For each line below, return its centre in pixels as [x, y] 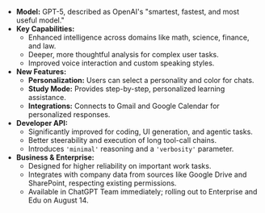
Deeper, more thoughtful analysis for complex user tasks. [124, 54]
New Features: [41, 71]
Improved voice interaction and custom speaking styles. [121, 63]
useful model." [40, 20]
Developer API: [42, 123]
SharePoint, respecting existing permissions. [102, 183]
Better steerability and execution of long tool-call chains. [122, 140]
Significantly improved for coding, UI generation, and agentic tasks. [140, 132]
